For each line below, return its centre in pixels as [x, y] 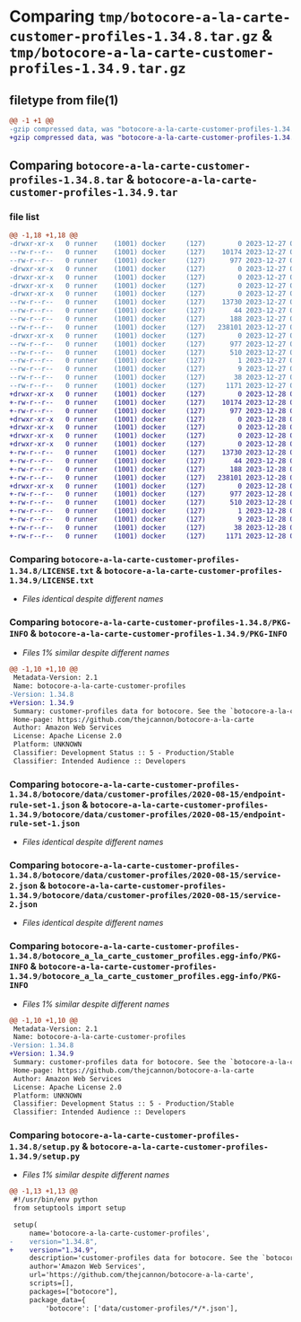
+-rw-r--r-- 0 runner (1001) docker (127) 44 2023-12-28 [148, 461]
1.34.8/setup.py [45, 1147]
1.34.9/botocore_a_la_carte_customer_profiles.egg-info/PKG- [146, 977]
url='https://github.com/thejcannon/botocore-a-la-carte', [142, 1275]
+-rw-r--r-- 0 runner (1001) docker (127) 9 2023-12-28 [148, 520]
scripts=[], [52, 1283]
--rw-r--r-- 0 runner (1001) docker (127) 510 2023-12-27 [148, 352]
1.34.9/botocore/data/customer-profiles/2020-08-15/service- [146, 895]
